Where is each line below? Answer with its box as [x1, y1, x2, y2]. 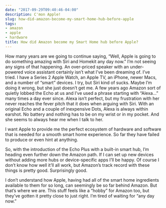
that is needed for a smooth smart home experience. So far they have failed [5, 131, 160, 137]
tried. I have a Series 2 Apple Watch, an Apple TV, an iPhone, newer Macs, [5, 74, 157, 80]
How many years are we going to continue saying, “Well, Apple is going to [5, 53, 156, 59]
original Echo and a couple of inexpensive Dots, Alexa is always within [5, 106, 149, 112]
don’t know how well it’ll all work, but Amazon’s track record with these [5, 162, 150, 168]
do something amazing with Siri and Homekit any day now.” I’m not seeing [5, 58, 156, 65]
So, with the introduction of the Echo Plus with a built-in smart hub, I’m [5, 146, 150, 152]
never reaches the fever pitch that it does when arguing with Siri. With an [5, 100, 154, 107]
